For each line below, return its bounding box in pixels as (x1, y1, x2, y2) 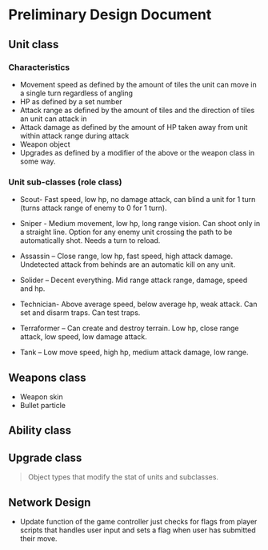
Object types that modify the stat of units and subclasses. (27, 472, 218, 482)
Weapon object (19, 139, 70, 149)
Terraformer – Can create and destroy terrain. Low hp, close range (19, 323, 239, 334)
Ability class (8, 423, 72, 438)
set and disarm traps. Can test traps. (19, 308, 141, 317)
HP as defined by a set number (19, 96, 122, 106)
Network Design (8, 495, 91, 509)
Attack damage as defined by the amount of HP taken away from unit (19, 122, 248, 131)
